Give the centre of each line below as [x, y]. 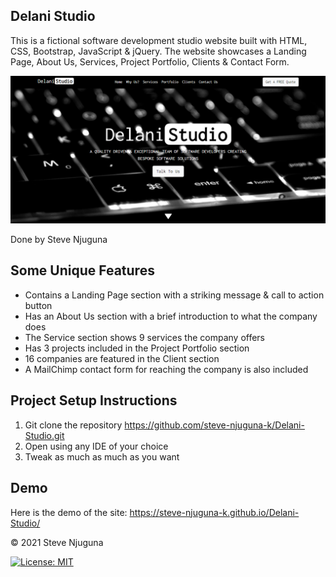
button [38, 305]
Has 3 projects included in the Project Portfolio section [137, 348]
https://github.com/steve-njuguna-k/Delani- [214, 425]
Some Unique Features [82, 270]
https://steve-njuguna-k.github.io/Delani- [214, 512]
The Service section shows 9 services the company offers [145, 337]
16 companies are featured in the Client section [122, 358]
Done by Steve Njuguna [59, 240]
